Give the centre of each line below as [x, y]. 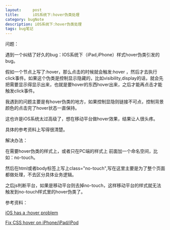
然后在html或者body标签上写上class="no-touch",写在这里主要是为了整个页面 [85, 169]
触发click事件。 [21, 91]
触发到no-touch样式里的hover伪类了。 [45, 192]
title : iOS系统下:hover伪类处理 [42, 15]
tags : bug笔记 [20, 29]
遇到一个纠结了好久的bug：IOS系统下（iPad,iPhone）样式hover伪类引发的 [82, 55]
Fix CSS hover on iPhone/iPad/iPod [42, 223]
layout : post [24, 10]
